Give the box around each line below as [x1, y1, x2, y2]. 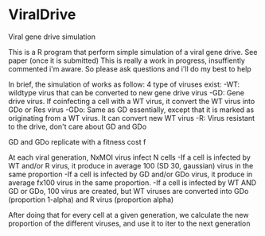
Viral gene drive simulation [8, 32, 95, 41]
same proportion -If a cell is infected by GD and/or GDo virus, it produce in [8, 169, 253, 179]
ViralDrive [8, 6, 76, 24]
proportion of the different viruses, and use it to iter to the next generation [8, 219, 251, 228]
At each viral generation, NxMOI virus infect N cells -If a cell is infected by [8, 153, 251, 162]
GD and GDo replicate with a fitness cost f [8, 137, 146, 146]
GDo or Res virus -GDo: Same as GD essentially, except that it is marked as [8, 105, 255, 114]
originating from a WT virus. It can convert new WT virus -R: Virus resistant [8, 113, 255, 122]
